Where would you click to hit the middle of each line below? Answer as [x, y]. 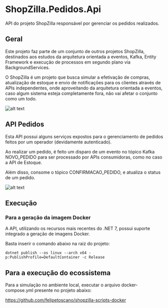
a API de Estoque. [24, 162]
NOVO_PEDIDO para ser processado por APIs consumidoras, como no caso [84, 157]
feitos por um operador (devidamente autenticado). [59, 142]
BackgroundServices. [28, 67]
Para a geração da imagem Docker [48, 217]
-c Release [93, 258]
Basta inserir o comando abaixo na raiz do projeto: [58, 244]
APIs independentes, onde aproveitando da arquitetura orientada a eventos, [84, 88]
